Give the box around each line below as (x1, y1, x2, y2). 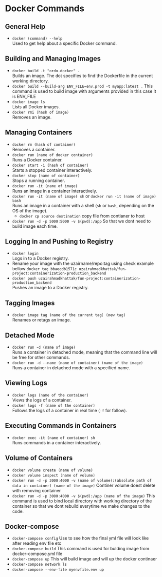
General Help (5, 22, 46, 31)
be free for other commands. (12, 355, 70, 360)
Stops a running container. (12, 178, 66, 183)
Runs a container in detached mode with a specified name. (12, 365, 130, 371)
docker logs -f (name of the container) (12, 403, 95, 408)
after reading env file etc (12, 540, 62, 546)
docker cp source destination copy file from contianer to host (19, 213, 145, 219)
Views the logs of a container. (12, 397, 72, 403)
